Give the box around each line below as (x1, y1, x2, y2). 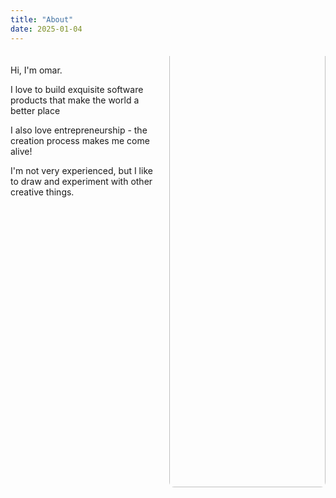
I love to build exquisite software (10, 83, 144, 95)
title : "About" (10, 14, 74, 25)
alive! (10, 145, 33, 157)
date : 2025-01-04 (10, 24, 83, 34)
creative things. (10, 186, 75, 198)
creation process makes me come (10, 134, 150, 146)
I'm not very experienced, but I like (10, 164, 153, 176)
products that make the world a (10, 94, 140, 106)
